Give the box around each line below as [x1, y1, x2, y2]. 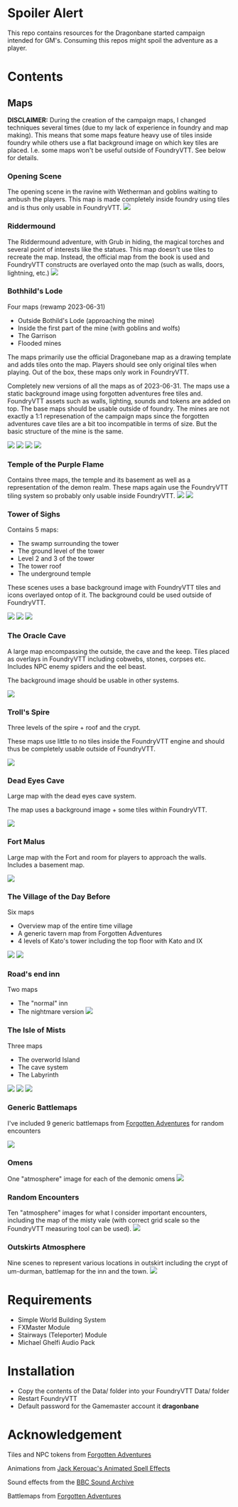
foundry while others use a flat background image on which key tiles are [7, 138, 219, 147]
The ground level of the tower [17, 546, 105, 556]
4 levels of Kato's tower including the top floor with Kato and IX [17, 936, 203, 945]
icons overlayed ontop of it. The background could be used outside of [7, 591, 212, 599]
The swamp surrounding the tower [17, 539, 119, 548]
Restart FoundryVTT [17, 1394, 77, 1402]
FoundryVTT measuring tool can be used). [7, 1225, 131, 1233]
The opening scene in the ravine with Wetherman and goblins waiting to [7, 187, 218, 196]
